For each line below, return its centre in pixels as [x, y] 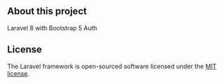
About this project [47, 11]
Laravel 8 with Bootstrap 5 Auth [52, 28]
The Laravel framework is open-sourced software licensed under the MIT [112, 66]
